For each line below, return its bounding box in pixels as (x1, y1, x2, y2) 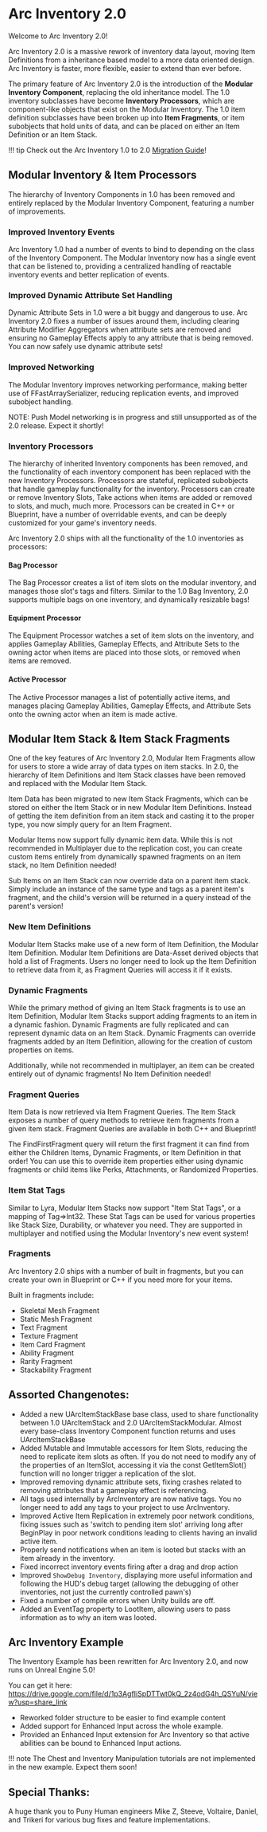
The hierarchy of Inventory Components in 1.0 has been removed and (8, 189, 235, 199)
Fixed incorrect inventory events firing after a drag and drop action (19, 1562, 238, 1571)
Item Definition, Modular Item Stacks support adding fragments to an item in (8, 1011, 257, 1020)
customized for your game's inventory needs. (8, 517, 157, 527)
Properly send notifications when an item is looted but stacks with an (19, 1544, 246, 1555)
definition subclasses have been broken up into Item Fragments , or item (8, 112, 245, 122)
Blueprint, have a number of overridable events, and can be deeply (8, 509, 227, 519)
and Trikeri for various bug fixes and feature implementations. (8, 1815, 211, 1825)
